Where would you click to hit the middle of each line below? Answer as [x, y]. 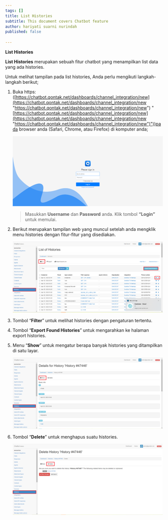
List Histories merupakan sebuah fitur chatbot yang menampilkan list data [82, 62]
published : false [23, 32]
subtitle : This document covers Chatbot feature [57, 21]
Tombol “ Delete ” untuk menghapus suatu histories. [65, 437]
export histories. [29, 336]
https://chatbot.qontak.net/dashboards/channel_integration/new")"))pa [88, 124]
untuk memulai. [41, 219]
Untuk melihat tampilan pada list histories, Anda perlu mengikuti [71, 77]
